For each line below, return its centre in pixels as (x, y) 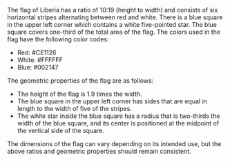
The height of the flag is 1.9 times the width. (80, 94)
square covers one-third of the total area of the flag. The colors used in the (114, 32)
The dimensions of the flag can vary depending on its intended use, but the (114, 144)
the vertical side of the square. (61, 131)
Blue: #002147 (38, 67)
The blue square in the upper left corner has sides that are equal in (112, 101)
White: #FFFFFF (40, 60)
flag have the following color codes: (58, 39)
